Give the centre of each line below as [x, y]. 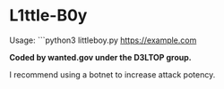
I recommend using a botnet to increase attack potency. [112, 74]
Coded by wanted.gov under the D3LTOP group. [101, 57]
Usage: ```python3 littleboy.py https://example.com [103, 40]
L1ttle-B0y [48, 16]
